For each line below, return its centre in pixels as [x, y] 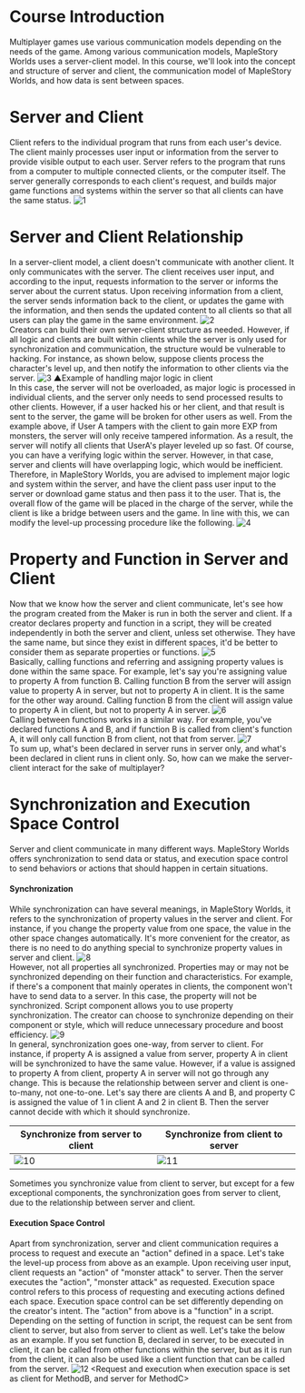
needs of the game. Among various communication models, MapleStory [144, 51]
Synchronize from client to [224, 1134]
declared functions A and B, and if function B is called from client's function [151, 729]
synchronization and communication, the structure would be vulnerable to [148, 349]
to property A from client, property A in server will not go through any [139, 1072]
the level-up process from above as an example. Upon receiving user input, [151, 1263]
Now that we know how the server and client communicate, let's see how [146, 603]
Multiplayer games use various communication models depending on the [146, 42]
